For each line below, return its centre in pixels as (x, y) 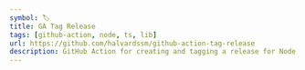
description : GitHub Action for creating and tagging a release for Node (153, 52)
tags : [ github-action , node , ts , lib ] (83, 35)
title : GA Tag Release (53, 26)
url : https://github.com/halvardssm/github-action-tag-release (132, 43)
